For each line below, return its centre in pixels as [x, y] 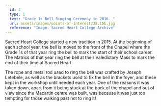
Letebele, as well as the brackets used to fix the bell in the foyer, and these [80, 78]
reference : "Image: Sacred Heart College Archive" [62, 28]
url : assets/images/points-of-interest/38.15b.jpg [62, 23]
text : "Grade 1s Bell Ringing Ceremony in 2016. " [62, 19]
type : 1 [17, 14]
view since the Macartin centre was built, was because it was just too [75, 93]
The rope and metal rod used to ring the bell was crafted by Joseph [73, 72]
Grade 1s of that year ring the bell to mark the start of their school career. [79, 53]
